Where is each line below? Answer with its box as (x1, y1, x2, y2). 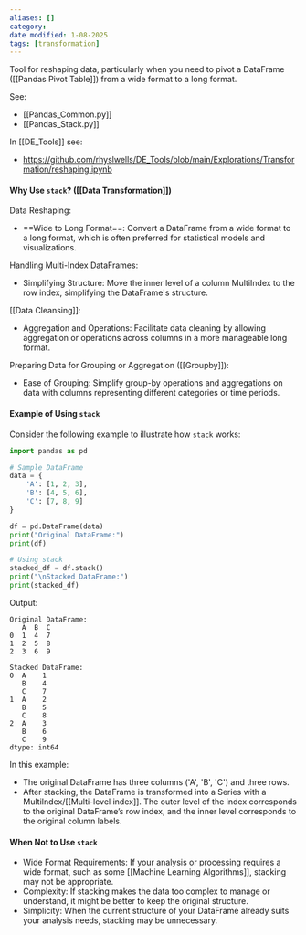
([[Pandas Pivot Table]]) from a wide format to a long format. (9, 74, 237, 85)
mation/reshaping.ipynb (22, 164, 112, 175)
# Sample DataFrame (9, 462, 84, 472)
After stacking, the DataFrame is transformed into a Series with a (22, 786, 267, 797)
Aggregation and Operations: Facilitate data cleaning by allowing (22, 323, 267, 334)
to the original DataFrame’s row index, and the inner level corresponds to (22, 805, 297, 816)
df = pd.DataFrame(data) (9, 522, 104, 531)
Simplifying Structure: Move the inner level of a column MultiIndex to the (22, 278, 295, 289)
